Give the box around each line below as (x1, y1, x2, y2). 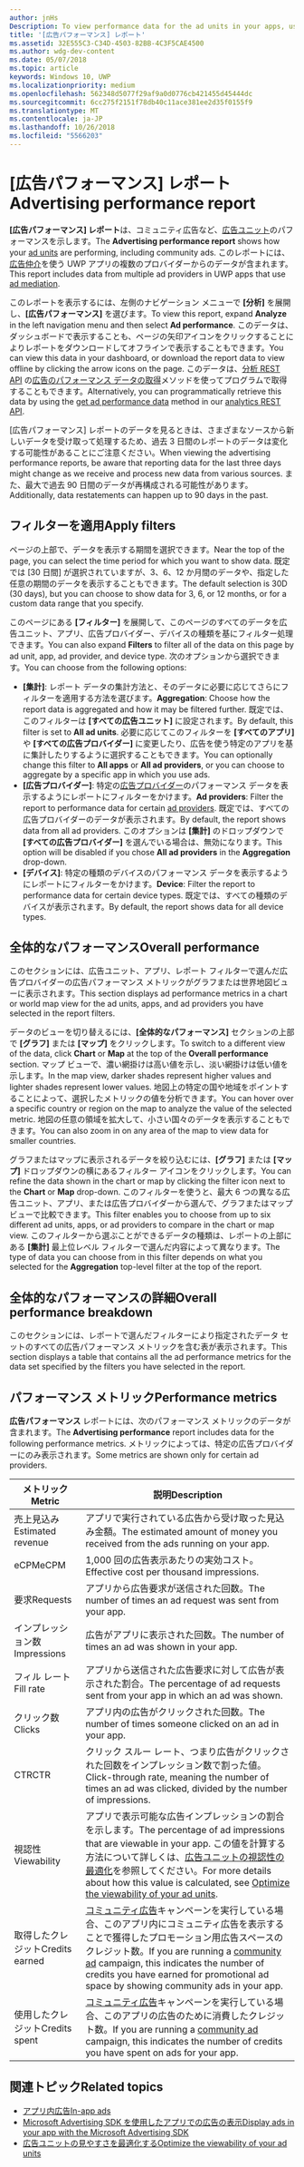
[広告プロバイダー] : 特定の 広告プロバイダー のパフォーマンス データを (22, 779, 280, 790)
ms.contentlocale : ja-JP (9, 114, 103, 123)
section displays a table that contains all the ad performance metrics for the (9, 1352, 291, 1362)
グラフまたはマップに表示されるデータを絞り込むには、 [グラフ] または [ (9, 1154, 277, 1166)
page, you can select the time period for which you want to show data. (9, 555, 273, 566)
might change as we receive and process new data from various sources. (9, 468, 283, 479)
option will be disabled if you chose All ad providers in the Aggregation (22, 846, 291, 857)
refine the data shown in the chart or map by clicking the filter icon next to (9, 1176, 286, 1186)
